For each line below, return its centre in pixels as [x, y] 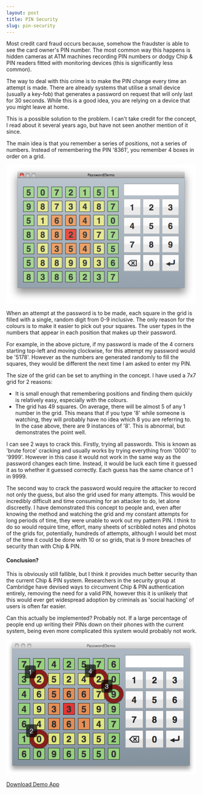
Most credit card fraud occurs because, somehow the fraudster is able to [98, 44]
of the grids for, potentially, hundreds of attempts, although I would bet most [101, 533]
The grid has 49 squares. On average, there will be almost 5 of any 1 [100, 406]
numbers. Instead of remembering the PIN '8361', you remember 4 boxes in [100, 150]
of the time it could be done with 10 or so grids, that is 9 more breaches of [99, 540]
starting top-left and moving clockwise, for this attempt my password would [101, 351]
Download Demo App [33, 784]
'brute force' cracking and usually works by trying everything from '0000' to [101, 451]
